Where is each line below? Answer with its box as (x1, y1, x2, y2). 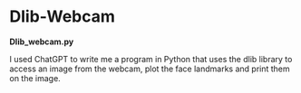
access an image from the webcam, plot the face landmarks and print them (9, 63, 290, 74)
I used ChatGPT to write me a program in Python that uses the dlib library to (9, 53, 293, 64)
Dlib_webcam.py (9, 36, 74, 47)
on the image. (9, 72, 61, 83)
